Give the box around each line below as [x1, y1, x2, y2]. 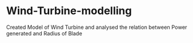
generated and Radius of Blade [6, 29, 82, 37]
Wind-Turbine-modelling [6, 4, 132, 18]
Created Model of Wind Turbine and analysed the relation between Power [6, 24, 188, 31]
